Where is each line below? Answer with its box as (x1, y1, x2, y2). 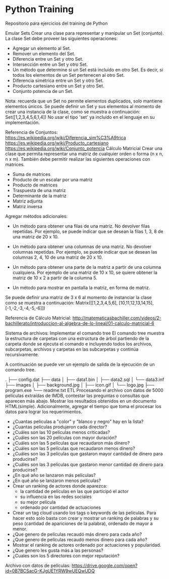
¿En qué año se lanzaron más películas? (12, 472, 96, 478)
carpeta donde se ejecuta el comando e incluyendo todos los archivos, (5, 341, 153, 347)
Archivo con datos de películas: (5, 562, 71, 568)
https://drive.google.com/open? (71, 562, 138, 568)
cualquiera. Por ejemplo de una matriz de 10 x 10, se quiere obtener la (12, 269, 158, 275)
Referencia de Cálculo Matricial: (5, 315, 72, 321)
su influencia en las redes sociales (20, 494, 92, 500)
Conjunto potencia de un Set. (12, 88, 74, 94)
